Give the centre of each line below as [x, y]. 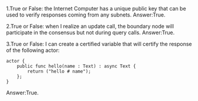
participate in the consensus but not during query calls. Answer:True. [90, 32]
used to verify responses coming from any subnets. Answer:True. [86, 15]
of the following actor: [33, 50]
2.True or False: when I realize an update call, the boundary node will [90, 26]
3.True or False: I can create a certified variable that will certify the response [99, 44]
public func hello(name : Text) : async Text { [76, 66]
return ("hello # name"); [59, 71]
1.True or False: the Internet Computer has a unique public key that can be [96, 9]
